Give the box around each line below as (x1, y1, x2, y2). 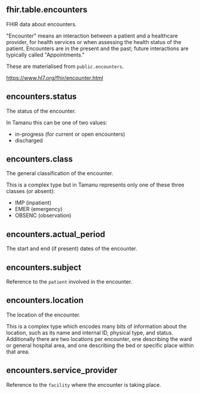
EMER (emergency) (14, 206, 63, 213)
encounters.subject (6, 262, 82, 272)
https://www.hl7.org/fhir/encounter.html (6, 74, 103, 81)
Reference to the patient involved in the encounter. (6, 278, 133, 286)
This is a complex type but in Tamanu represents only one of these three (6, 181, 184, 188)
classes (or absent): (6, 188, 56, 195)
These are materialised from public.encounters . (6, 63, 124, 70)
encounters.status (6, 92, 77, 102)
